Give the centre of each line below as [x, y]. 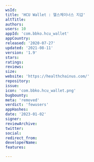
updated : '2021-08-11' [29, 48]
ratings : [14, 62]
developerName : [21, 143]
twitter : [14, 128]
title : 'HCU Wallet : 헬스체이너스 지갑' [45, 15]
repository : [18, 81]
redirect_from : [21, 138]
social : [13, 133]
